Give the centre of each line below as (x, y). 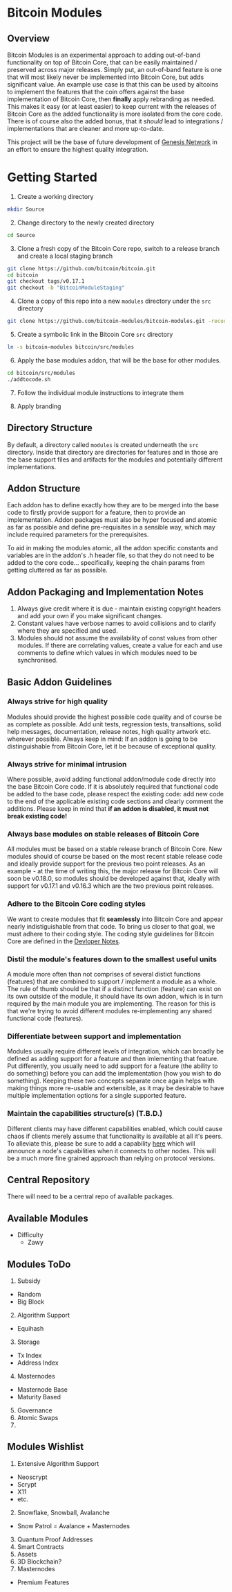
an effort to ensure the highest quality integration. (78, 149)
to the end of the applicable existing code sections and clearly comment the (115, 801)
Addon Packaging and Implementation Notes (105, 592)
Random (29, 1295)
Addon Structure (44, 488)
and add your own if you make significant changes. (90, 616)
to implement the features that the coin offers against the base (96, 92)
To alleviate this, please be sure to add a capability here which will (101, 1143)
